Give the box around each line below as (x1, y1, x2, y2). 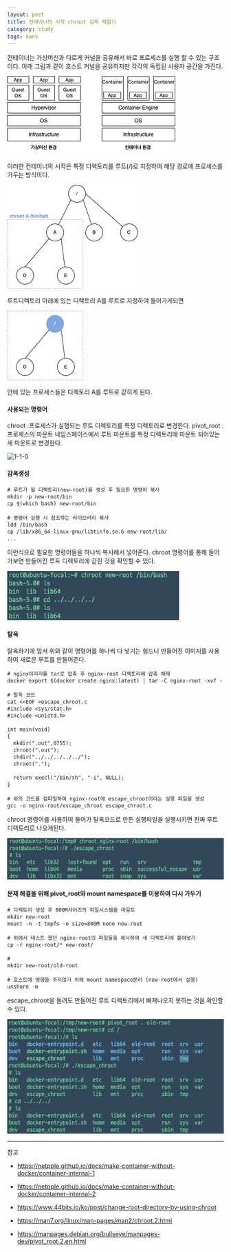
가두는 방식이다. (7, 171, 50, 179)
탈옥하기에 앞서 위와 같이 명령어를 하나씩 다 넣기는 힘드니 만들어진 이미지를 (7, 647, 208, 655)
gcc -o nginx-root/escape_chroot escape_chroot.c (7, 802, 153, 809)
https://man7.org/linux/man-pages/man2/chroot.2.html (16, 1216, 173, 1224)
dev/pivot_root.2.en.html (16, 1237, 87, 1245)
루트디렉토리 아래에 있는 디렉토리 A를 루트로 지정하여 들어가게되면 (7, 296, 184, 305)
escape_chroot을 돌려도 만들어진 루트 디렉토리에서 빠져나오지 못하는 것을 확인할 (7, 996, 223, 1004)
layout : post (7, 11, 45, 18)
